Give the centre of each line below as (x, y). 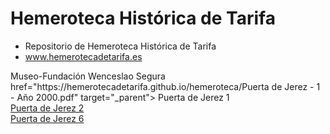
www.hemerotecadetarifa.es (83, 56)
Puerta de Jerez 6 (47, 118)
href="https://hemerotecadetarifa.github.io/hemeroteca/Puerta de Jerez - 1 (165, 86)
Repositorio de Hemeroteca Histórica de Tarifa (120, 46)
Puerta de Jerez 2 (47, 108)
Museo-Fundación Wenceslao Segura (88, 76)
